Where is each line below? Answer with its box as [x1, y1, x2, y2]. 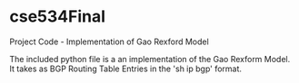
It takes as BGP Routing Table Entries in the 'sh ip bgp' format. [9, 63, 243, 74]
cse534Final [9, 6, 106, 27]
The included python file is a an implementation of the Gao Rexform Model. [9, 53, 291, 64]
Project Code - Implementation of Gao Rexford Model [9, 36, 209, 47]
